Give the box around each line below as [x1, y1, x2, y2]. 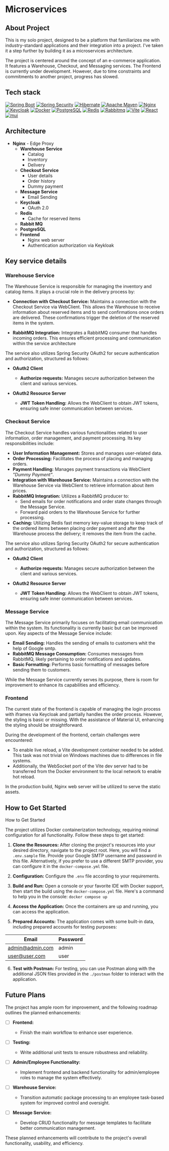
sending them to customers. [12, 667, 71, 673]
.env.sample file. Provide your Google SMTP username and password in [12, 853, 162, 859]
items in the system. [12, 320, 54, 326]
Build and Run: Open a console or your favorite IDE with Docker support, [12, 883, 164, 889]
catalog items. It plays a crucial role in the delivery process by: [5, 289, 135, 295]
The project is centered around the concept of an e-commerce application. [5, 58, 161, 64]
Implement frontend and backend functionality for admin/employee [20, 1069, 160, 1075]
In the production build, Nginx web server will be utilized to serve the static [5, 784, 161, 790]
